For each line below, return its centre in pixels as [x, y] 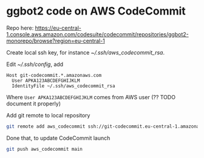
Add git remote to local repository [48, 115]
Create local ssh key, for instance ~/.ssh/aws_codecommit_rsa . [86, 52]
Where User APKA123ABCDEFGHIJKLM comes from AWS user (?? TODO [91, 97]
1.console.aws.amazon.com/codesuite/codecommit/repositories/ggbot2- [98, 34]
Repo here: [20, 28]
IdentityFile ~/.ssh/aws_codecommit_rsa [63, 86]
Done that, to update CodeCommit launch [58, 138]
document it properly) [34, 104]
